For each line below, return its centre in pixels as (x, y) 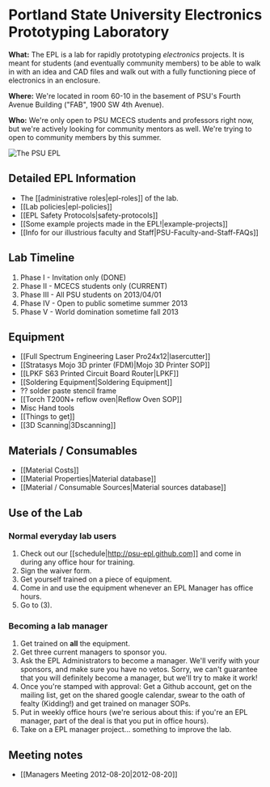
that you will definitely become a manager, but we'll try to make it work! (139, 678)
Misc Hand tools (47, 408)
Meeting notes (46, 755)
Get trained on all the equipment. (75, 644)
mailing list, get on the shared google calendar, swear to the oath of (133, 695)
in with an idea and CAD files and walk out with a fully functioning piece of (132, 71)
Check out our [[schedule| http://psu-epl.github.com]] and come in (131, 553)
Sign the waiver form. (56, 570)
